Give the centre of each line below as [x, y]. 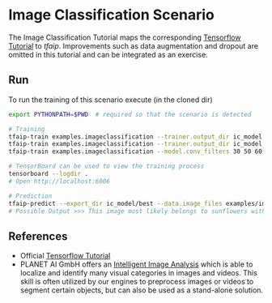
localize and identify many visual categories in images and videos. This [138, 273]
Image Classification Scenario [111, 15]
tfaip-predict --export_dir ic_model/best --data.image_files [115, 203]
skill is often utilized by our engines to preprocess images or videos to [137, 282]
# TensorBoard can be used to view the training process [106, 166]
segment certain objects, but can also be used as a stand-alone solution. [142, 290]
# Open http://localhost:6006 [59, 181]
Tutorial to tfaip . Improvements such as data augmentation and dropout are [134, 45]
